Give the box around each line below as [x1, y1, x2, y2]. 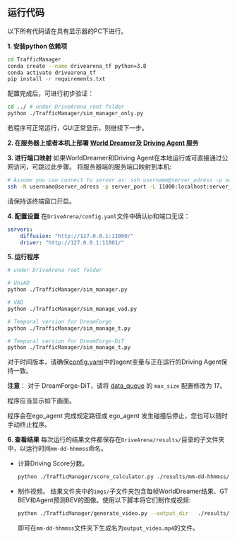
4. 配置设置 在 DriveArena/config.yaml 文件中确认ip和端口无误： [7, 211, 190, 220]
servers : [7, 225, 33, 233]
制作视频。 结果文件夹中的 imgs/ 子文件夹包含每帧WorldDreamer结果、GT [17, 487, 229, 496]
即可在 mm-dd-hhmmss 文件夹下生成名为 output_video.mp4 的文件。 [17, 523, 200, 532]
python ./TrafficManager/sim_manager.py [7, 286, 128, 293]
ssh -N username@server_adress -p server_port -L [7, 183, 157, 190]
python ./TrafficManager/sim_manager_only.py [7, 110, 143, 117]
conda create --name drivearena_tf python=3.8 [7, 62, 147, 69]
